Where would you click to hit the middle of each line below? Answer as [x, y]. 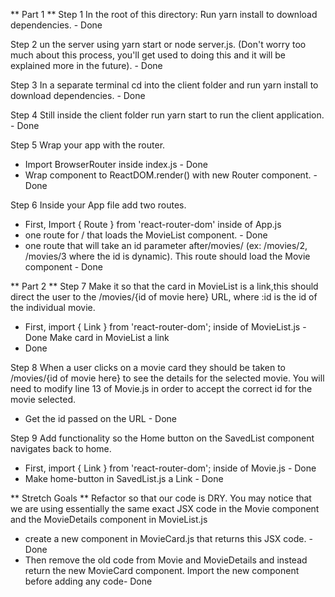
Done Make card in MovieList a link [97, 337]
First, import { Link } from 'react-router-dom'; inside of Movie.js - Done [170, 468]
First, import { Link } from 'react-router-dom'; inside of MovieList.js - [165, 327]
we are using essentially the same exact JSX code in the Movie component [165, 508]
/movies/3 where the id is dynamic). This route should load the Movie [167, 256]
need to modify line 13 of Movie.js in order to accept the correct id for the [161, 388]
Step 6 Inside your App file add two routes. [98, 205]
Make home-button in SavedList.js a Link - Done [124, 478]
